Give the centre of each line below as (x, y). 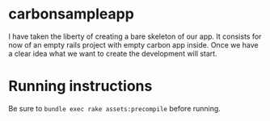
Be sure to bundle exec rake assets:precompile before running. (114, 108)
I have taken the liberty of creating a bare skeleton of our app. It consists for (135, 36)
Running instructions (80, 86)
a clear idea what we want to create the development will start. (113, 53)
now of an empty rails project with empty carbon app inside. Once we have (133, 44)
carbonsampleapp (72, 14)
